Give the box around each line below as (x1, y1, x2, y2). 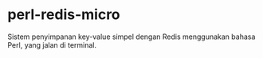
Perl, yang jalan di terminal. (7, 40, 97, 49)
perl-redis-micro (7, 6, 120, 24)
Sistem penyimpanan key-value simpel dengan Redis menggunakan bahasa (7, 32, 256, 41)
